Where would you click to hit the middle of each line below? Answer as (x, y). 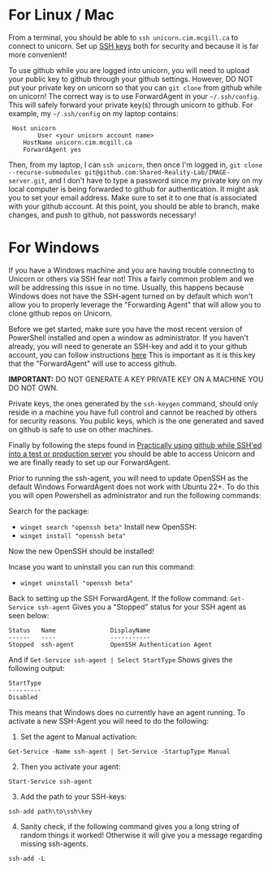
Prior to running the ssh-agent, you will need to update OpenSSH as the (128, 478)
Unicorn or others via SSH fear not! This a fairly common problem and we (131, 278)
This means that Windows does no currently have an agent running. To (127, 712)
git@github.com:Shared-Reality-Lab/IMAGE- (158, 172)
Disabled (23, 697)
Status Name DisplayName (80, 630)
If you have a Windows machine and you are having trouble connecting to (132, 270)
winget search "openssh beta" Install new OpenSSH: (108, 527)
